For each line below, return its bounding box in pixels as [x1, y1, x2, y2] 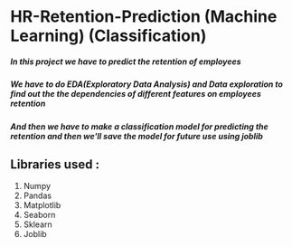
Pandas [23, 190, 52, 201]
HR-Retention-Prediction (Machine [10, 6, 278, 27]
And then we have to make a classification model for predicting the [10, 120, 269, 132]
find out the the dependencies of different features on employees [10, 89, 261, 100]
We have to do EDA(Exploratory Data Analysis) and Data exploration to [10, 79, 284, 90]
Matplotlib [23, 200, 61, 211]
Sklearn [23, 219, 52, 230]
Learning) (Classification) [10, 25, 207, 46]
